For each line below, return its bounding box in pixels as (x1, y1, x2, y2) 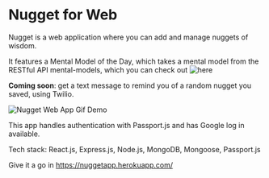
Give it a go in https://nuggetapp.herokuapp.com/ (8, 159, 174, 170)
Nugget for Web (8, 6, 118, 24)
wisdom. (8, 40, 37, 50)
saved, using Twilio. (8, 89, 74, 98)
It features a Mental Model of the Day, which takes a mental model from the (8, 56, 259, 66)
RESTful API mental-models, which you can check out (8, 64, 188, 74)
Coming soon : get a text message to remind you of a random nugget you (8, 81, 252, 90)
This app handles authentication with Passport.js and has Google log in (8, 120, 245, 130)
